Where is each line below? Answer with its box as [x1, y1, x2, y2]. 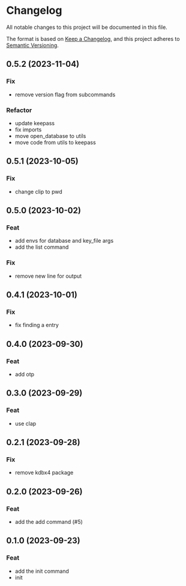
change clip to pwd [14, 188, 63, 195]
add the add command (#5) [14, 519, 83, 526]
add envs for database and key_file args [14, 237, 114, 245]
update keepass [14, 119, 55, 126]
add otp [14, 370, 35, 378]
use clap [14, 420, 37, 427]
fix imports [14, 126, 42, 133]
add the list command [14, 243, 69, 251]
